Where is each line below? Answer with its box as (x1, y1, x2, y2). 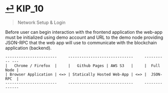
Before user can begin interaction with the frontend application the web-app (5, 29, 163, 35)
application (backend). (5, 45, 52, 51)
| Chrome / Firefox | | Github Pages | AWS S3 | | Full (5, 63, 160, 68)
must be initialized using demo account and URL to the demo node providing (5, 34, 163, 40)
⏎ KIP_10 (5, 3, 44, 14)
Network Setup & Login (17, 19, 66, 25)
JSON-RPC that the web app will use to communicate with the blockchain (5, 39, 157, 45)
